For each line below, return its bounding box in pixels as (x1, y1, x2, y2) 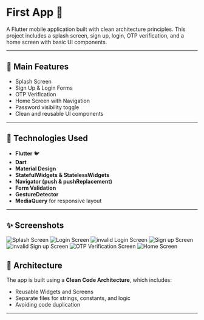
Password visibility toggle (15, 103, 80, 111)
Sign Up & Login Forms (15, 84, 73, 92)
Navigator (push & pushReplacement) (15, 178, 112, 185)
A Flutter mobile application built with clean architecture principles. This (6, 25, 186, 33)
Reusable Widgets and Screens (15, 288, 94, 296)
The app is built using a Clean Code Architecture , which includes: (6, 276, 172, 284)
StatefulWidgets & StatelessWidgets (15, 171, 110, 178)
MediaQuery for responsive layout (15, 197, 102, 204)
